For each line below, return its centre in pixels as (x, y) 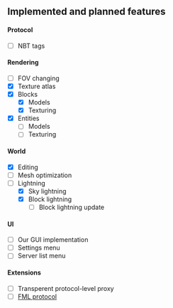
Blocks (27, 94)
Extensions (24, 272)
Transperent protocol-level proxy (66, 288)
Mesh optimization (45, 175)
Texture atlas (37, 86)
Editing (28, 167)
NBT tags (31, 46)
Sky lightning (47, 191)
